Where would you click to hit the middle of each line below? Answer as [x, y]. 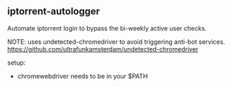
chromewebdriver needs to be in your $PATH [82, 76]
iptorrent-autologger [54, 11]
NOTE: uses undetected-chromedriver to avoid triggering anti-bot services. [116, 42]
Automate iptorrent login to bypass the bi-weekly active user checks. [107, 28]
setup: [16, 63]
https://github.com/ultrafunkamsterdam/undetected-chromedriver [103, 49]
